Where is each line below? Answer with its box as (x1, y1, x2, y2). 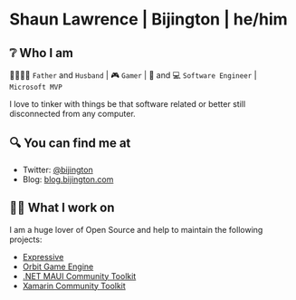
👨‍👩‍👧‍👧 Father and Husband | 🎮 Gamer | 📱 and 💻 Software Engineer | (9, 70, 257, 81)
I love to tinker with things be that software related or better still (9, 99, 246, 109)
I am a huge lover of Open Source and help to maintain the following (9, 224, 263, 235)
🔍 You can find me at (9, 136, 131, 151)
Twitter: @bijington (22, 164, 93, 175)
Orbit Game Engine (22, 261, 94, 272)
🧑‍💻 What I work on (9, 200, 115, 216)
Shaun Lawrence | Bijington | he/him (9, 9, 288, 30)
